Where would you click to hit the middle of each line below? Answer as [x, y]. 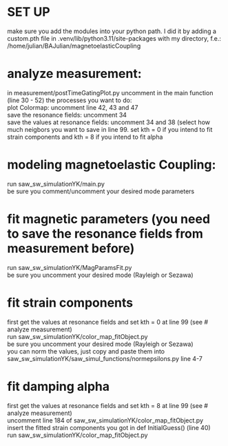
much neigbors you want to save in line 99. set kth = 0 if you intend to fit [110, 129]
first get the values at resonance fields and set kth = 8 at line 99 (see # [108, 405]
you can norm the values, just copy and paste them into [86, 351]
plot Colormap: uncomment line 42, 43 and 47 [73, 107]
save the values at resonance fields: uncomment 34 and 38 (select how [108, 122]
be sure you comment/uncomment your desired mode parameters [101, 191]
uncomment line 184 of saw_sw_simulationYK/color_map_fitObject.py [105, 420]
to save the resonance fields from [105, 234]
